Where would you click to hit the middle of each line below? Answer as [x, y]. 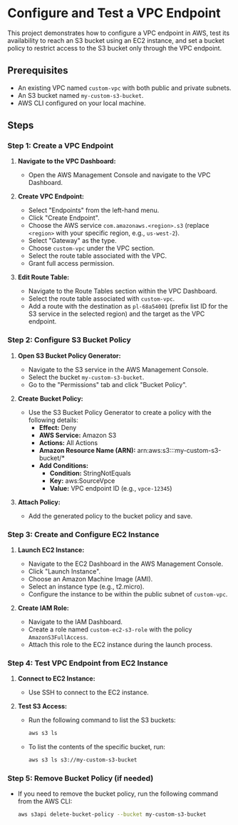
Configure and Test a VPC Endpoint [114, 13]
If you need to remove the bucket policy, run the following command [118, 794]
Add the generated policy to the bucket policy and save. [110, 516]
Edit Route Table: [43, 277]
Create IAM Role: [43, 608]
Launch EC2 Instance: [51, 550]
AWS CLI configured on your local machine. [82, 103]
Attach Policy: [39, 502]
